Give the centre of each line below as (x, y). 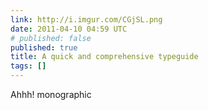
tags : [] (28, 66)
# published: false (51, 38)
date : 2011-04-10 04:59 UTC (69, 29)
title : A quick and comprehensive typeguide (104, 57)
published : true (44, 47)
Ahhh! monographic (51, 94)
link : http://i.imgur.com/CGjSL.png (86, 19)
